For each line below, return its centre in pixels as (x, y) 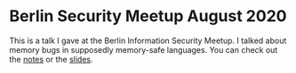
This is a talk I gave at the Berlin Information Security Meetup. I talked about (148, 40)
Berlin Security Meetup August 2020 (148, 16)
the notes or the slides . (51, 59)
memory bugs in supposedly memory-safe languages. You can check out (144, 49)
